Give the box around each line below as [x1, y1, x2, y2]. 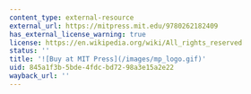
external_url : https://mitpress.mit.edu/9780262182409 [9, 21, 219, 30]
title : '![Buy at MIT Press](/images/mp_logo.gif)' [9, 55, 206, 64]
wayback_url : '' [9, 72, 70, 81]
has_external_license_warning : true [9, 30, 146, 38]
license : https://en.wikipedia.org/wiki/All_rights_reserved [9, 38, 243, 47]
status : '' [9, 47, 50, 56]
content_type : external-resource [9, 13, 134, 22]
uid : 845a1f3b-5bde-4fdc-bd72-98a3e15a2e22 [9, 64, 175, 73]
